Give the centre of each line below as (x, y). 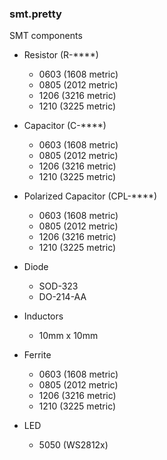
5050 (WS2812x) (73, 445)
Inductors (43, 316)
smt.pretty (35, 14)
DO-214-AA (62, 297)
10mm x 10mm (68, 336)
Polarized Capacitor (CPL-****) (90, 196)
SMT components (46, 36)
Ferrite (37, 355)
